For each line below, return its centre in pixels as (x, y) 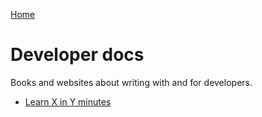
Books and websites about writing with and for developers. (131, 82)
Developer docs (77, 55)
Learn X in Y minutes (68, 101)
